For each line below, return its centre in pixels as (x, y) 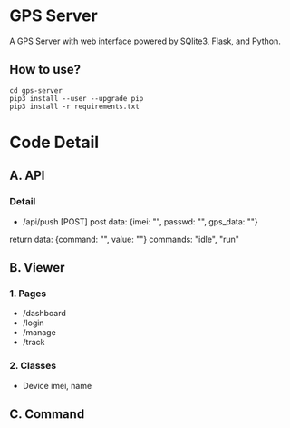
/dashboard (44, 314)
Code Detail (54, 142)
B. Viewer (37, 268)
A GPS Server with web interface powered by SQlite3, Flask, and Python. (145, 41)
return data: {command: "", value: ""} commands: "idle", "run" (125, 239)
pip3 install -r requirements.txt (75, 106)
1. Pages (28, 294)
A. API (27, 176)
